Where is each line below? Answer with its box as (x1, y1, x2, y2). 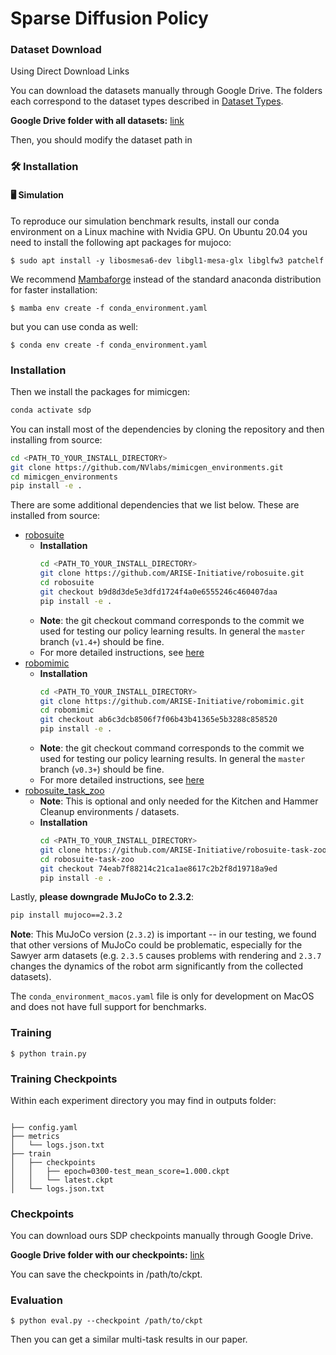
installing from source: (10, 433, 103, 446)
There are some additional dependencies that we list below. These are (10, 499, 300, 511)
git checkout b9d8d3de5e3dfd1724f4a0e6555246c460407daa (39, 587, 278, 597)
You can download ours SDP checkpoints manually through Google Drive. (10, 1230, 314, 1242)
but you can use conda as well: (10, 320, 138, 332)
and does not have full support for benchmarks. (10, 1001, 207, 1013)
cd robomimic (39, 705, 95, 716)
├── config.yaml (10, 1122, 78, 1132)
